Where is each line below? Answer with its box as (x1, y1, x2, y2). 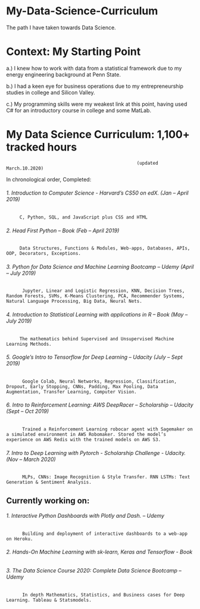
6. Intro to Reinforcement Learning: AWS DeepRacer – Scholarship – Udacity (6, 401, 193, 408)
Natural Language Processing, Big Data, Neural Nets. (6, 299, 143, 304)
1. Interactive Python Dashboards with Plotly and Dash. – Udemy (6, 512, 165, 519)
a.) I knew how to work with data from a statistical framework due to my (6, 64, 182, 72)
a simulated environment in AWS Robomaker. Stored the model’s (6, 432, 167, 438)
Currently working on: (6, 496, 90, 506)
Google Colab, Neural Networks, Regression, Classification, (21, 378, 177, 385)
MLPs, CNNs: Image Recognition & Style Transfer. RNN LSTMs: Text (21, 474, 190, 480)
